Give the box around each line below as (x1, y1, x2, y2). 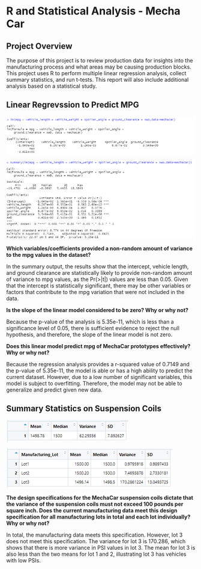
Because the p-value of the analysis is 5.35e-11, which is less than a (6, 318, 174, 325)
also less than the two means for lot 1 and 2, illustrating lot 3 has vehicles (6, 550, 187, 558)
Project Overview (6, 41, 73, 51)
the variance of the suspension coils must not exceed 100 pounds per (6, 500, 184, 508)
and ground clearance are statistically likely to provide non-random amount (6, 269, 193, 276)
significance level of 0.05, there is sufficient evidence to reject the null (6, 324, 180, 331)
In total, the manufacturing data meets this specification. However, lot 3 (6, 531, 183, 538)
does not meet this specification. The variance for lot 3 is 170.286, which (6, 537, 186, 545)
